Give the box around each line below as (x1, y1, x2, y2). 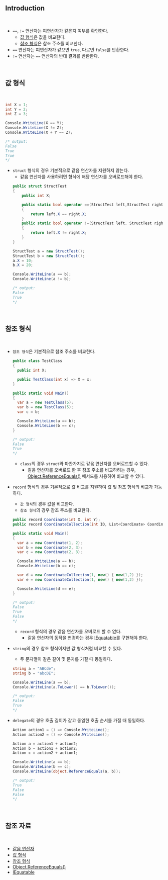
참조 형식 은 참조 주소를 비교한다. (20, 40, 83, 46)
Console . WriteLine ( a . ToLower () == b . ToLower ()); (12, 684, 116, 689)
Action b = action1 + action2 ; (12, 746, 78, 751)
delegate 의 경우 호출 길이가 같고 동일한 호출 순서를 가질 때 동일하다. (12, 717, 145, 723)
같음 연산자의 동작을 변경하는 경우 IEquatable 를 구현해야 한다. (27, 635, 148, 641)
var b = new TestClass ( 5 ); (17, 405, 74, 410)
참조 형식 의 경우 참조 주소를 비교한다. (20, 507, 91, 513)
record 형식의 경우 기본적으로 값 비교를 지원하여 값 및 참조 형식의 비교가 (12, 484, 153, 490)
